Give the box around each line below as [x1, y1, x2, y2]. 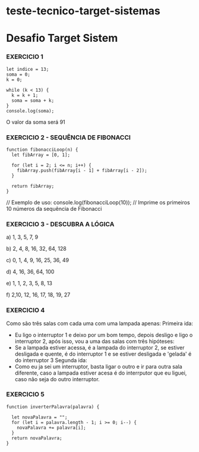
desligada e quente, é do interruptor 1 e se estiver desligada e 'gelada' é [14, 350, 192, 357]
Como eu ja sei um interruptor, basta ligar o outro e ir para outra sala [14, 363, 182, 370]
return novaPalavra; [11, 435, 62, 441]
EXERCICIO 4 [6, 306, 45, 314]
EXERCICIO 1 [6, 52, 43, 61]
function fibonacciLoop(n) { [6, 146, 78, 152]
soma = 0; [6, 71, 31, 77]
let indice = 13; [6, 66, 49, 72]
